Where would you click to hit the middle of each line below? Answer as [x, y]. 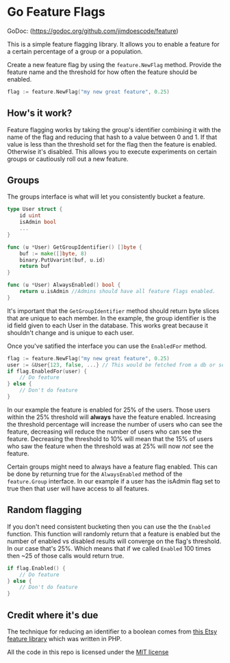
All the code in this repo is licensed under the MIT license [88, 652]
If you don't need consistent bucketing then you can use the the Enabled [109, 526]
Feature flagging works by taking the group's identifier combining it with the [114, 129]
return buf [35, 266]
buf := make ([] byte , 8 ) [53, 253]
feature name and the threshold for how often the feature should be [102, 72]
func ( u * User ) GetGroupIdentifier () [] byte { [75, 247]
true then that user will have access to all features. [78, 488]
